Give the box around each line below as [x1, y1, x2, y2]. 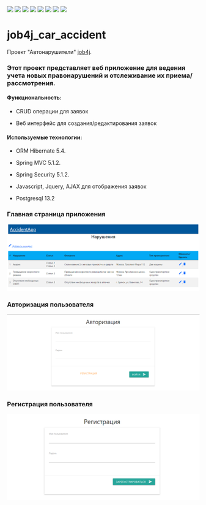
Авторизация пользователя [7, 300, 94, 309]
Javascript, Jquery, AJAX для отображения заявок [15, 183, 147, 190]
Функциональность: [7, 94, 62, 101]
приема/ [166, 71, 193, 80]
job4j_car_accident [7, 28, 106, 42]
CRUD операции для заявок [15, 108, 89, 115]
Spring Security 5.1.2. [15, 171, 70, 178]
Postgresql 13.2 [15, 195, 55, 202]
